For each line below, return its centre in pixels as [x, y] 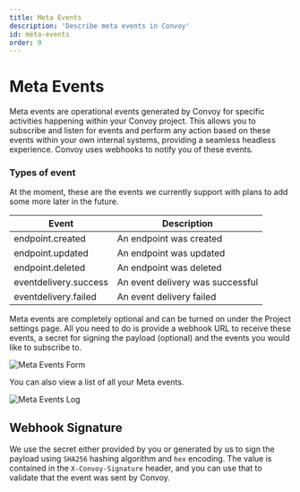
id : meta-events [39, 34]
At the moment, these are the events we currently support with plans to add [149, 192]
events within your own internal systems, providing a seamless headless [142, 140]
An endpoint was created [170, 239]
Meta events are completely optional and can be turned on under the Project [150, 319]
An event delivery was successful [188, 283]
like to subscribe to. [46, 348]
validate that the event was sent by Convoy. [90, 478]
